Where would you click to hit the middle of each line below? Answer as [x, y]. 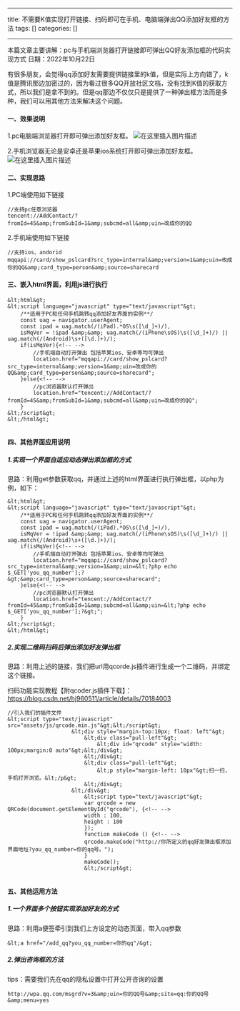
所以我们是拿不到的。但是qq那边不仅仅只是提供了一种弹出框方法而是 [121, 92]
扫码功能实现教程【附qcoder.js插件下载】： [70, 690]
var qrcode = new [110, 803]
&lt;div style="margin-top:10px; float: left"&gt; [148, 732]
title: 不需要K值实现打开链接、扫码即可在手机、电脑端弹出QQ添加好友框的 [115, 19]
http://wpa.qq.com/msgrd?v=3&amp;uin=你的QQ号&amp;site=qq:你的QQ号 [108, 994]
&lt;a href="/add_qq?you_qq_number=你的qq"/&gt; [80, 943]
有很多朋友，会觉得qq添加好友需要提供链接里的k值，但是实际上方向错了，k [118, 74]
